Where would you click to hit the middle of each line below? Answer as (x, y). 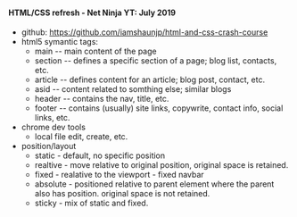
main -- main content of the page (95, 51)
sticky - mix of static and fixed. (91, 203)
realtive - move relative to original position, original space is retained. (161, 165)
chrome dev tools (54, 127)
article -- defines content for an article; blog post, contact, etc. (149, 79)
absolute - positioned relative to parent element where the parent (154, 184)
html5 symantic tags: (60, 42)
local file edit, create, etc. (81, 137)
